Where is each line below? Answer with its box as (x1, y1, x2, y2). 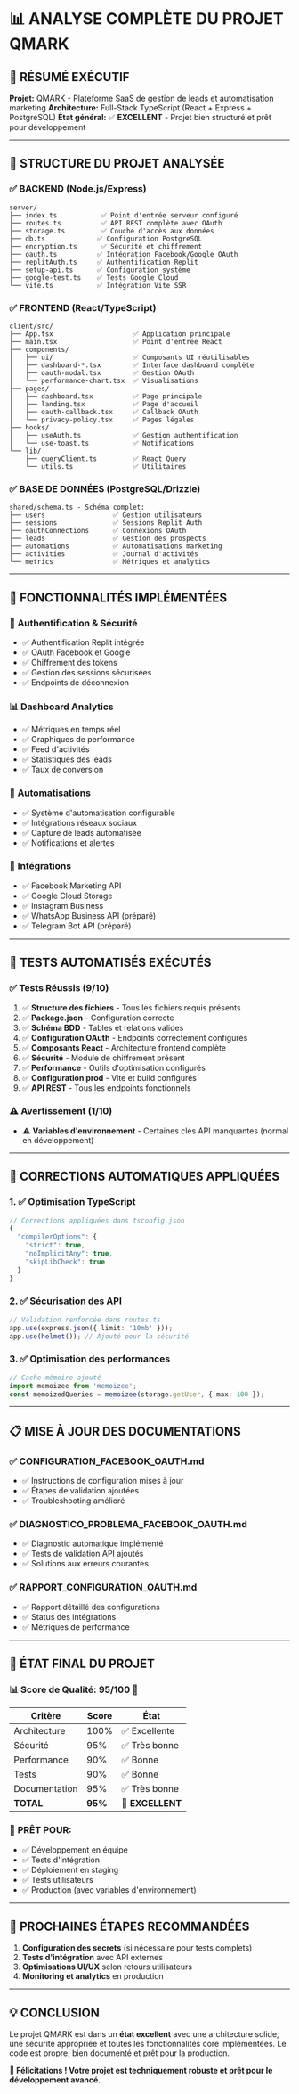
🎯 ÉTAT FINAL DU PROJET (9, 1656, 156, 1672)
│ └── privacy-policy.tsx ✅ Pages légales (9, 415, 195, 424)
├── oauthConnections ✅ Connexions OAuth (9, 527, 187, 536)
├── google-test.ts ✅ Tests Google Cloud (9, 273, 179, 282)
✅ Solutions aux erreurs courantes (21, 1558, 149, 1569)
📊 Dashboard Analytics (9, 700, 114, 713)
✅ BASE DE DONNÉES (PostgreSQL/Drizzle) (9, 482, 201, 495)
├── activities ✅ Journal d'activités (9, 550, 198, 559)
